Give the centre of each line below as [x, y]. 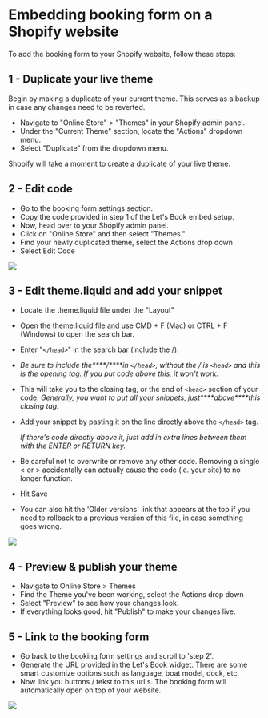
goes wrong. [41, 526]
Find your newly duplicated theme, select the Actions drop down [126, 242]
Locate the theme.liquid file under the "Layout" [97, 310]
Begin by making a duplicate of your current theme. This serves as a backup [134, 99]
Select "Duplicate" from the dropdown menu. [94, 148]
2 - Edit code [41, 189]
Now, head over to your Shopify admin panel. [94, 225]
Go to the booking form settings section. [86, 208]
